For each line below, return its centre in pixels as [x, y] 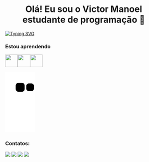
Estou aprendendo [28, 46]
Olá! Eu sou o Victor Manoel [84, 9]
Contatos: [17, 144]
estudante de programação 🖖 [84, 20]
